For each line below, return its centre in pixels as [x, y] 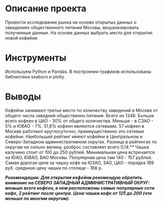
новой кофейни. [22, 38]
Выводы [23, 97]
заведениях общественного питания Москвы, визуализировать [72, 27]
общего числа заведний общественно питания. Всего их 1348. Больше [80, 115]
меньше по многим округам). [38, 198]
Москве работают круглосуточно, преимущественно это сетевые [75, 131]
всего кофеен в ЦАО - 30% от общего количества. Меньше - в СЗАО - [79, 121]
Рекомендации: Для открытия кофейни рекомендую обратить [74, 177]
